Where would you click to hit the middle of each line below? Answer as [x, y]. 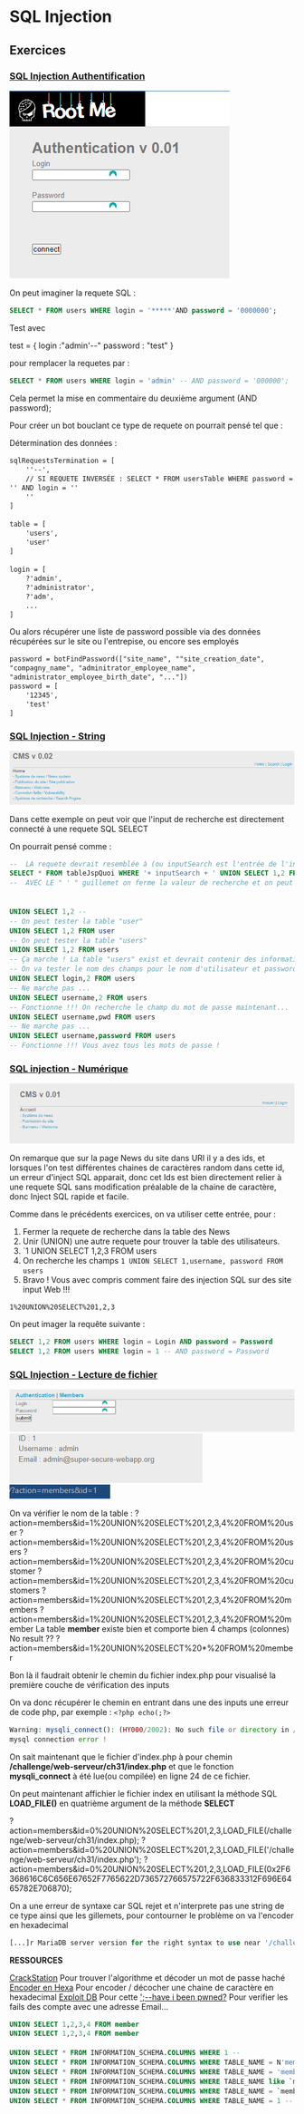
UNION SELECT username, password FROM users [93, 1036]
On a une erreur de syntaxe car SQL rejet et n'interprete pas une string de [147, 1906]
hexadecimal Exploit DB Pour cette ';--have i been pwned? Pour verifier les [149, 1997]
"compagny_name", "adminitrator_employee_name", [103, 668]
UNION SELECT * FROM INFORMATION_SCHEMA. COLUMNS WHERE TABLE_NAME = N [145, 2063]
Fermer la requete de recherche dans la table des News [126, 1231]
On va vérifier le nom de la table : [71, 1513]
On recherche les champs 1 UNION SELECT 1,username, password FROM [152, 1260]
